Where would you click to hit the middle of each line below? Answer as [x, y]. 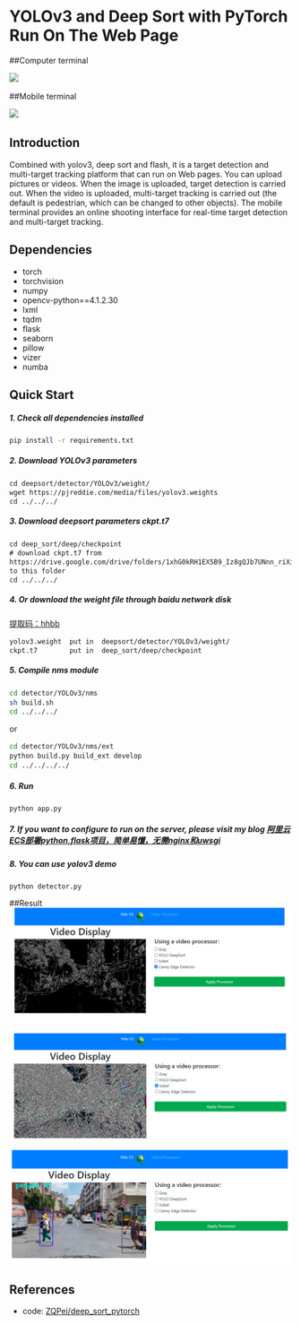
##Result [26, 904]
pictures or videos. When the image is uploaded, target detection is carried [148, 183]
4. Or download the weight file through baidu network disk [120, 600]
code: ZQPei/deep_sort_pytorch [81, 1312]
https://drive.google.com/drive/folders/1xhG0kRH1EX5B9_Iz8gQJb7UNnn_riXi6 [154, 562]
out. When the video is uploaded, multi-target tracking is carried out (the [143, 193]
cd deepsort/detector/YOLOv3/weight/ [80, 483]
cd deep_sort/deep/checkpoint [66, 544]
